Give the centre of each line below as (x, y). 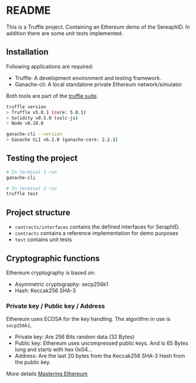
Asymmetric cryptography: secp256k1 (61, 284)
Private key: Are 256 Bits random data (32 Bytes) (75, 337)
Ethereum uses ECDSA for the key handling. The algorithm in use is (88, 319)
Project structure (38, 212)
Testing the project (42, 158)
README (29, 10)
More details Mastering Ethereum (47, 374)
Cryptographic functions (53, 258)
